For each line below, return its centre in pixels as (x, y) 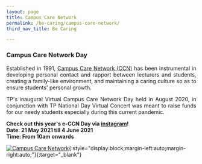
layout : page (23, 12)
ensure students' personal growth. (49, 87)
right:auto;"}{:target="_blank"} (44, 154)
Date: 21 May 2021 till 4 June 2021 (50, 130)
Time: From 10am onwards (40, 136)
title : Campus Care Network (42, 17)
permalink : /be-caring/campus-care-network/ (63, 23)
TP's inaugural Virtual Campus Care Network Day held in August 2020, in (101, 99)
